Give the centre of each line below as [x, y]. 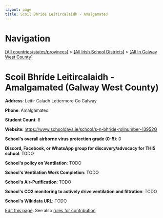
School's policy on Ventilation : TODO [43, 163]
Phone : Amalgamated [27, 110]
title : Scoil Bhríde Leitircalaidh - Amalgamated [57, 14]
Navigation [28, 38]
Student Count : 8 [23, 120]
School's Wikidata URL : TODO [36, 201]
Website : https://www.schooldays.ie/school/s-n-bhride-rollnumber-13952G [81, 129]
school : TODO [20, 154]
